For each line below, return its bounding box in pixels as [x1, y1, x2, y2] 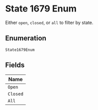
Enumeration [5, 34, 47, 42]
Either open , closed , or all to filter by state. [5, 19, 94, 25]
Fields [5, 61, 25, 69]
